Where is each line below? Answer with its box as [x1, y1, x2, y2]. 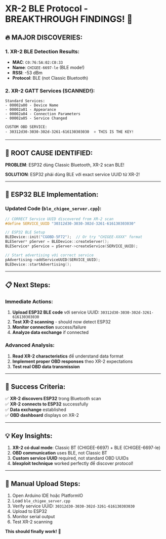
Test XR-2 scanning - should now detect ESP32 [12, 319, 111, 325]
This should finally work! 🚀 [5, 528, 61, 534]
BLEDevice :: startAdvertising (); [5, 262, 72, 267]
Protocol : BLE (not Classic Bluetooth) [12, 75, 88, 81]
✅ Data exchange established [5, 406, 67, 413]
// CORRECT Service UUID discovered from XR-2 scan [5, 216, 114, 222]
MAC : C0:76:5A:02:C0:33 [12, 59, 63, 65]
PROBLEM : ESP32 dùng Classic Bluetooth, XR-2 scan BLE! [5, 162, 124, 168]
